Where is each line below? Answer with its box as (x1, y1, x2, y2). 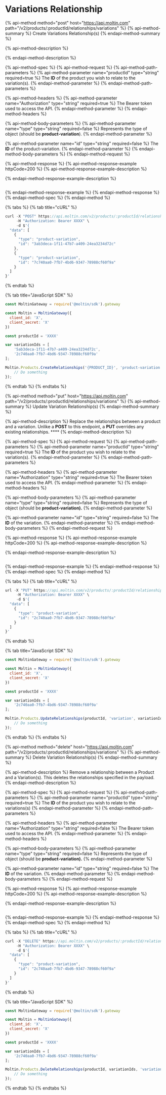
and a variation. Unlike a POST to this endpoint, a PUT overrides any (5, 423, 144, 429)
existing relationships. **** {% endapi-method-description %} (5, 429, 132, 435)
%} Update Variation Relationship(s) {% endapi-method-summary (25, 403, 160, 409)
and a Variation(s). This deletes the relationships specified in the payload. (5, 774, 155, 780)
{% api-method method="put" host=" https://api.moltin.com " (5, 393, 128, 399)
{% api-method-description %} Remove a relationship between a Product (5, 769, 155, 775)
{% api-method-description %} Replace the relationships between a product (5, 418, 161, 424)
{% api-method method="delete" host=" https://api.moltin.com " (5, 744, 134, 749)
